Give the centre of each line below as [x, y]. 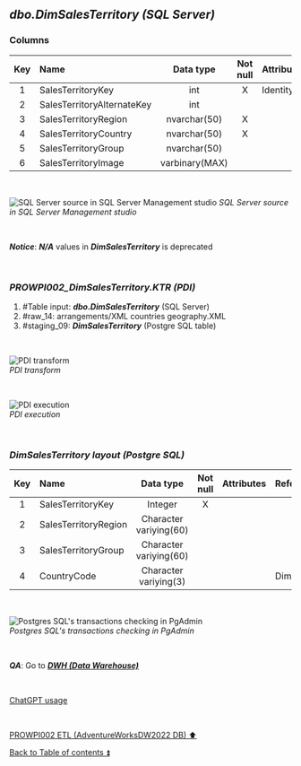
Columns [30, 40]
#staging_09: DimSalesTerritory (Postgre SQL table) [119, 326]
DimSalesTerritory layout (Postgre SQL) [97, 455]
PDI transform [35, 370]
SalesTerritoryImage [82, 162]
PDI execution [35, 414]
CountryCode [68, 576]
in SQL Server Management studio [73, 212]
